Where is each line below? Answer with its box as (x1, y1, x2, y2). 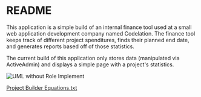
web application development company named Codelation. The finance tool (6, 30, 196, 37)
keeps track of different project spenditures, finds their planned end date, (6, 36, 189, 43)
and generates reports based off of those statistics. (6, 43, 135, 50)
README (6, 4, 52, 17)
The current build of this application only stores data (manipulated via (6, 54, 180, 61)
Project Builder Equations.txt (6, 84, 77, 91)
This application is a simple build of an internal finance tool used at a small (6, 23, 192, 31)
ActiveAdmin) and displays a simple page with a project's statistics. (6, 61, 174, 68)
